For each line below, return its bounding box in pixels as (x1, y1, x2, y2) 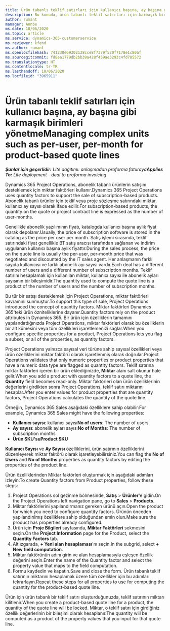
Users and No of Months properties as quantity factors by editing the (5, 456, 150, 462)
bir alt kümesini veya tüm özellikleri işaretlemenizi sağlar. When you (5, 325, 145, 331)
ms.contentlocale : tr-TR (5, 64, 58, 69)
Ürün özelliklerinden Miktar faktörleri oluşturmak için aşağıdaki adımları (5, 471, 153, 478)
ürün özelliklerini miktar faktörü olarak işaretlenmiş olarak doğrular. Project (5, 351, 159, 357)
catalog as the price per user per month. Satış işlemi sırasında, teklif (5, 234, 147, 240)
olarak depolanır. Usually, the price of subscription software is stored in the (5, 229, 160, 235)
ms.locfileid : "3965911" (5, 74, 58, 79)
